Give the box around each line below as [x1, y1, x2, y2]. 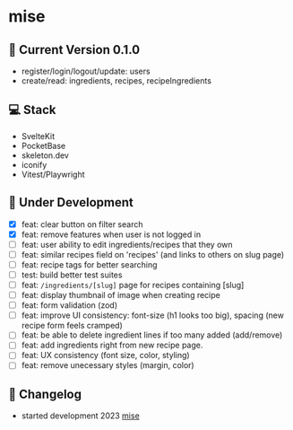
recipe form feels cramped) [21, 320, 123, 331]
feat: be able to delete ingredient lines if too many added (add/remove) [21, 329, 283, 340]
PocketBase [21, 140, 66, 151]
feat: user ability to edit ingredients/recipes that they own [21, 239, 234, 250]
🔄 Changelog [8, 386, 82, 401]
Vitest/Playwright [21, 169, 86, 180]
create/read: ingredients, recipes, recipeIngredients [21, 75, 212, 86]
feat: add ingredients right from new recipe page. [21, 339, 203, 351]
